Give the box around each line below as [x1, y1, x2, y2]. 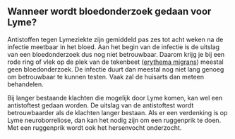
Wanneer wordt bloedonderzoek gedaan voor [7, 6, 212, 18]
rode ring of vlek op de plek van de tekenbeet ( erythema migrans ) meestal [7, 58, 224, 66]
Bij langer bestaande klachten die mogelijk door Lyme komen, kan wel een [7, 93, 223, 102]
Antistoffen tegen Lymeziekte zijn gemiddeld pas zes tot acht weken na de [7, 35, 224, 44]
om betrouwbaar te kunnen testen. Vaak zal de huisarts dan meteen [7, 72, 205, 81]
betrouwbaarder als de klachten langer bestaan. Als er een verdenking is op [7, 108, 228, 117]
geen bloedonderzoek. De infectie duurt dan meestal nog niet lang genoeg [7, 65, 224, 73]
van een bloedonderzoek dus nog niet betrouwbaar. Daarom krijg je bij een [7, 50, 225, 58]
